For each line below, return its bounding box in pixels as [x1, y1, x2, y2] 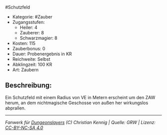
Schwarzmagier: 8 [19, 35, 58, 41]
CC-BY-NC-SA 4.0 [5, 125, 43, 131]
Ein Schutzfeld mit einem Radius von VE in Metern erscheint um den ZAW [5, 94, 156, 100]
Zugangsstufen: [12, 19, 45, 25]
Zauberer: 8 [19, 30, 44, 35]
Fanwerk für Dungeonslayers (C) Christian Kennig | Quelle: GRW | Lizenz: [5, 119, 156, 125]
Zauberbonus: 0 [12, 46, 46, 51]
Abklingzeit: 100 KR [12, 62, 52, 67]
